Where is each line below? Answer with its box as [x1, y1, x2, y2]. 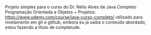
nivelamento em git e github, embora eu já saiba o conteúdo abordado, [5, 19, 147, 25]
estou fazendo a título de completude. [5, 24, 81, 30]
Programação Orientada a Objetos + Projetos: [5, 9, 96, 15]
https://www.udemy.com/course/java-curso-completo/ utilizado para [5, 14, 143, 20]
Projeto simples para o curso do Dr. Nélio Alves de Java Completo [5, 4, 136, 10]
